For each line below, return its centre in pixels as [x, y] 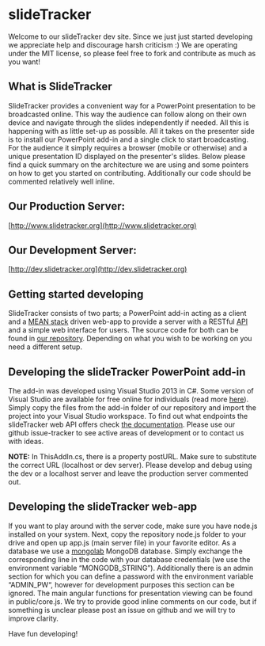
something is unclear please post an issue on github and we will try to [122, 610]
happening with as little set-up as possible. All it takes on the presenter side [131, 131]
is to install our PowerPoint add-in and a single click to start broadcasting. [129, 139]
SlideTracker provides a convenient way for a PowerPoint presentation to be [132, 105]
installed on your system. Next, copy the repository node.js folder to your [127, 534]
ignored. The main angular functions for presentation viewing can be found [131, 593]
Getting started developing [76, 294]
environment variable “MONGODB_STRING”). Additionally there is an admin [131, 568]
